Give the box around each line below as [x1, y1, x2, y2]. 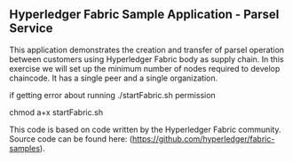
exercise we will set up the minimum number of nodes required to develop [9, 63, 281, 73]
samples [9, 143, 41, 153]
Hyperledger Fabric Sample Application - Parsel [9, 7, 280, 22]
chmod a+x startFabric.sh [9, 106, 104, 118]
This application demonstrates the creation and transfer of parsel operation [9, 44, 285, 55]
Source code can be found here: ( [9, 133, 133, 144]
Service [9, 21, 53, 36]
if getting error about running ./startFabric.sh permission [9, 89, 216, 100]
